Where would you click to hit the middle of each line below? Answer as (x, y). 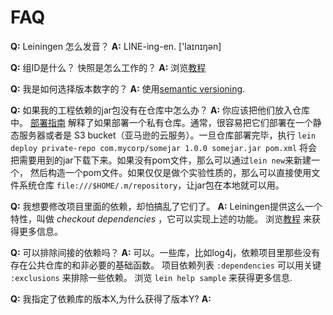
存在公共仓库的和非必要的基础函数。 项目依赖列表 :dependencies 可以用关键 (166, 265)
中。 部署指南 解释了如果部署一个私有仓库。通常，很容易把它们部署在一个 (161, 122)
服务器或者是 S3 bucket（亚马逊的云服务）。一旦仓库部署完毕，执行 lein (167, 135)
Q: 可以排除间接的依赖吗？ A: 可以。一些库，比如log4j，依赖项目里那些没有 (165, 252)
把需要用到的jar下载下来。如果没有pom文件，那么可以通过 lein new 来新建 (161, 160)
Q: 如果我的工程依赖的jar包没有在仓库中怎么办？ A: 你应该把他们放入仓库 (160, 110)
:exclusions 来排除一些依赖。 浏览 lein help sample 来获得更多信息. (151, 277)
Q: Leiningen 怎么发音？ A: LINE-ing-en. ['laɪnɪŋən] (116, 46)
